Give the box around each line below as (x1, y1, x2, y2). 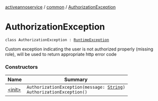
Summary (64, 76, 88, 83)
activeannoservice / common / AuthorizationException (5, 4, 116, 10)
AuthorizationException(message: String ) (26, 84, 125, 90)
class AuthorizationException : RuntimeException (5, 37, 110, 42)
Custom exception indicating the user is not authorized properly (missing (5, 46, 154, 52)
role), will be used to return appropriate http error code (5, 51, 117, 57)
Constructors (5, 63, 38, 70)
